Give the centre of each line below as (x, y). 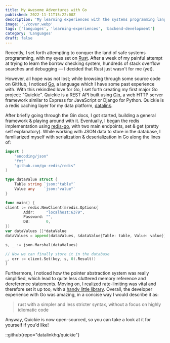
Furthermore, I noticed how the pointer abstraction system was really (77, 273)
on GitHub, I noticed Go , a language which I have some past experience (80, 84)
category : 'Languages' (29, 33)
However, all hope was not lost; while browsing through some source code (83, 79)
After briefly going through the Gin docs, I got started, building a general (80, 115)
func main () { (20, 203)
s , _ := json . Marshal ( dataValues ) (42, 245)
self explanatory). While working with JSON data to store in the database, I (83, 131)
